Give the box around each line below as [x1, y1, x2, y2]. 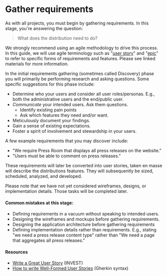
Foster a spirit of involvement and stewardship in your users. [12, 128, 137, 134]
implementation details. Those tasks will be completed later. [5, 188, 128, 194]
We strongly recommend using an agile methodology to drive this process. [5, 45, 159, 51]
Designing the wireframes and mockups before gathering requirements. [12, 216, 160, 222]
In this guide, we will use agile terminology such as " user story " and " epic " [5, 50, 159, 56]
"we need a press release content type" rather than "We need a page [12, 232, 155, 238]
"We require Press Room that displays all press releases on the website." [12, 147, 162, 153]
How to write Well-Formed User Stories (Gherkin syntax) [12, 265, 129, 271]
